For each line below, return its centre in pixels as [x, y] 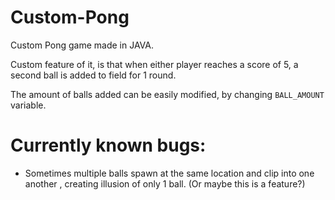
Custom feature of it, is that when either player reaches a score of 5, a [154, 64]
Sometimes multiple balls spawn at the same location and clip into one [169, 173]
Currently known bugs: [108, 145]
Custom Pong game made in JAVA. [82, 45]
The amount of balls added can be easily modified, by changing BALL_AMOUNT [167, 94]
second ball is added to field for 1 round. [93, 75]
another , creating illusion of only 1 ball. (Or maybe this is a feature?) [165, 183]
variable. [28, 105]
